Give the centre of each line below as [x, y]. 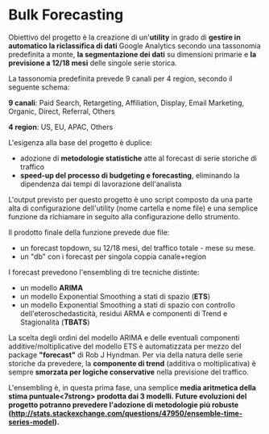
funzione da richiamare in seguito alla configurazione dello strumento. [124, 216]
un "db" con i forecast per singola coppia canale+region [113, 257]
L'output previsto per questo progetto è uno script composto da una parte [130, 199]
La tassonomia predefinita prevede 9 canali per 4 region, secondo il [120, 78]
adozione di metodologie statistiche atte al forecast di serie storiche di [139, 158]
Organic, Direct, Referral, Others [62, 111]
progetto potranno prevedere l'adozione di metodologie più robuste [124, 404]
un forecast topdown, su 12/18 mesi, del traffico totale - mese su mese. [138, 248]
